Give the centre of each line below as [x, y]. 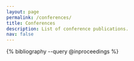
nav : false [20, 34]
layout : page [23, 12]
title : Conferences [31, 23]
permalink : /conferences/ [39, 18]
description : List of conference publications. [68, 29]
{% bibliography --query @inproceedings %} [63, 51]
